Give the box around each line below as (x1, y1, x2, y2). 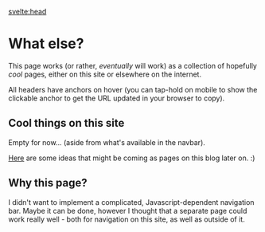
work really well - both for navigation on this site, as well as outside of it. (8, 214, 245, 224)
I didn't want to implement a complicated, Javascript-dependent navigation (8, 197, 255, 206)
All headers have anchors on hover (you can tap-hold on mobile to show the (8, 85, 258, 94)
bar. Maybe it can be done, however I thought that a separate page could (8, 206, 247, 215)
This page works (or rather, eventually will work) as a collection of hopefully (8, 61, 257, 70)
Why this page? (8, 176, 88, 190)
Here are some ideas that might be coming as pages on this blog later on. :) (8, 153, 255, 163)
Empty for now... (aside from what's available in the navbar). (8, 137, 205, 147)
